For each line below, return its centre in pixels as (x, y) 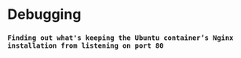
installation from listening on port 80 (86, 46)
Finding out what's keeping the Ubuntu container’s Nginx (120, 38)
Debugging (44, 14)
